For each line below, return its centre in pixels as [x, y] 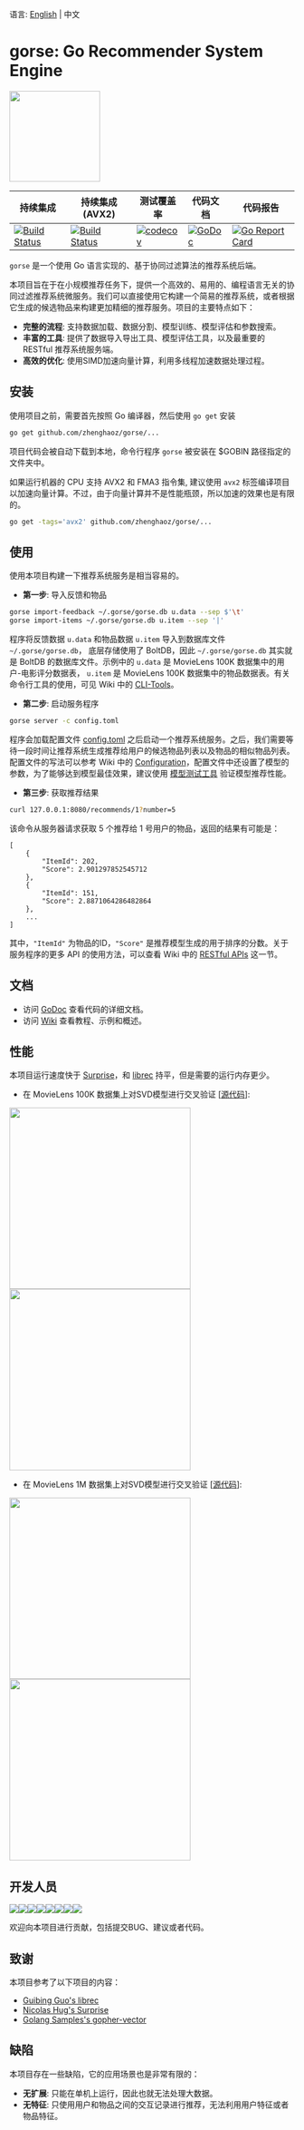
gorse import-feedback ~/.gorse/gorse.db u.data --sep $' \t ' [127, 612]
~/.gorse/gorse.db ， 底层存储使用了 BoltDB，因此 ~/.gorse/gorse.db [138, 650]
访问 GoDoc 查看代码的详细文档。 [85, 1009]
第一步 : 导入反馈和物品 [64, 595]
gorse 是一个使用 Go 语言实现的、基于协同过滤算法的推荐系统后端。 [135, 265]
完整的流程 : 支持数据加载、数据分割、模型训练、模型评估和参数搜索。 [152, 327]
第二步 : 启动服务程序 [61, 704]
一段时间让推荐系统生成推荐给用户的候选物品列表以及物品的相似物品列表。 [156, 750]
